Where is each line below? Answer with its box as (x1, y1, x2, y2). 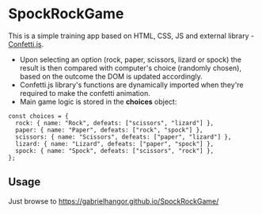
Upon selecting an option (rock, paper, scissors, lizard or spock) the (19, 55, 241, 64)
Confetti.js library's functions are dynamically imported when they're (19, 80, 244, 90)
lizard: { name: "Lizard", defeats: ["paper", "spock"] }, (15, 139, 215, 147)
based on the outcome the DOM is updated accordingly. (19, 71, 203, 81)
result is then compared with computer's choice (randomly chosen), (19, 63, 242, 72)
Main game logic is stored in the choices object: (19, 97, 177, 106)
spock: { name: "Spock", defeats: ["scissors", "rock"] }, (15, 147, 215, 155)
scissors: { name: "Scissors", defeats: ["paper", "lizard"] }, (15, 132, 232, 141)
